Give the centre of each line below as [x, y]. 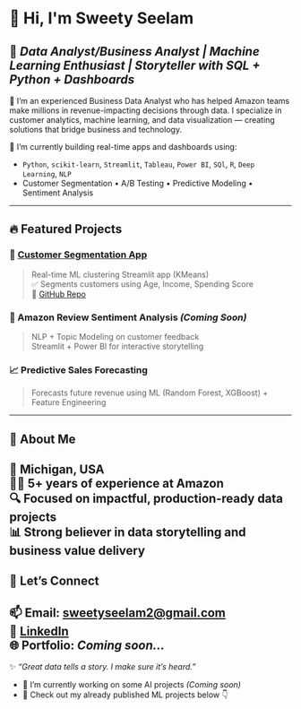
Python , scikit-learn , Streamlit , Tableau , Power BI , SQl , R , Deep [138, 164]
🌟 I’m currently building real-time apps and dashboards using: [123, 147]
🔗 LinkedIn [39, 631]
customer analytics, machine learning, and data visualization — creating [142, 120]
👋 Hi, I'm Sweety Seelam [102, 18]
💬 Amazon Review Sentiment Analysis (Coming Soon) [128, 317]
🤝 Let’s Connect [54, 581]
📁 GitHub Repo [59, 294]
